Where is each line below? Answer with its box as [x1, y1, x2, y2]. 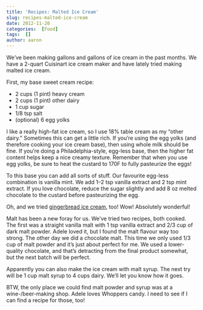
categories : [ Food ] [6, 26, 59, 32]
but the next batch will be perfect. [6, 253, 91, 261]
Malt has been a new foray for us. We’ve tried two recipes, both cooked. [6, 215, 187, 222]
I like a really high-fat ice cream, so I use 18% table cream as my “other [6, 128, 184, 135]
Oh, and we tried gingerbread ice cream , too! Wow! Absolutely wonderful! [6, 203, 191, 210]
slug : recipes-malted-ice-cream [6, 15, 88, 21]
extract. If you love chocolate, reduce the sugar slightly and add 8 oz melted [6, 185, 197, 192]
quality [6, 247, 24, 254]
